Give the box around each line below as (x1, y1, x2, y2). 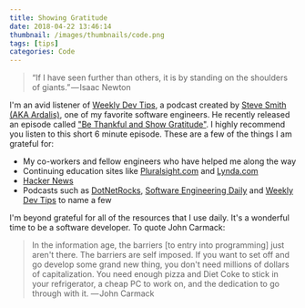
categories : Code (9, 47, 76, 56)
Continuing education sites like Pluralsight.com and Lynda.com (22, 166, 259, 177)
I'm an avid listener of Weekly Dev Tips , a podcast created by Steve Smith (9, 99, 287, 110)
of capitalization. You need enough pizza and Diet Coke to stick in (31, 269, 280, 280)
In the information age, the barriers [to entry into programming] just (31, 240, 285, 251)
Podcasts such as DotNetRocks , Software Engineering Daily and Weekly (22, 185, 294, 196)
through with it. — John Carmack (31, 288, 155, 299)
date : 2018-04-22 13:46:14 (9, 22, 112, 31)
